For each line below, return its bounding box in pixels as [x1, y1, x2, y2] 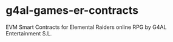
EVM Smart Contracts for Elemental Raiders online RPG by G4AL [5, 23, 167, 31]
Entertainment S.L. [5, 29, 52, 37]
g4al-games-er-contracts [5, 4, 139, 17]
